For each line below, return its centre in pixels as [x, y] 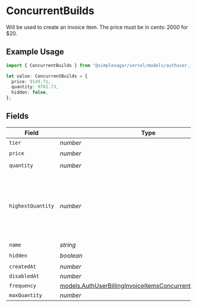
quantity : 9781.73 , [35, 87]
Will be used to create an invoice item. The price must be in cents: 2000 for [97, 27]
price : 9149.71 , [31, 81]
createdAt [23, 266]
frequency [23, 286]
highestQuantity [32, 206]
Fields [18, 116]
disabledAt [24, 276]
